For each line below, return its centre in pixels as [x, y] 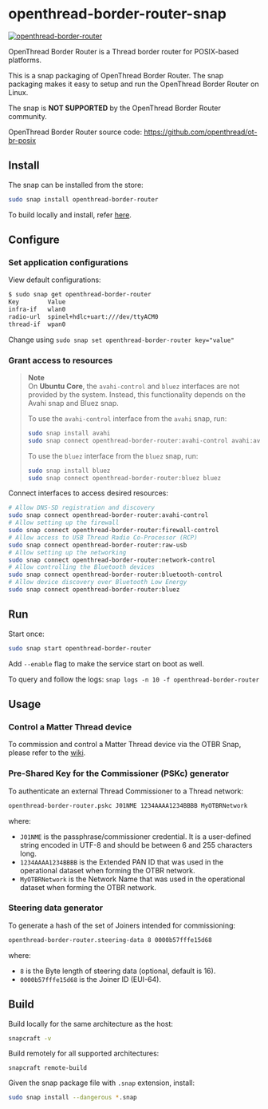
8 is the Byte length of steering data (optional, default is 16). [118, 971]
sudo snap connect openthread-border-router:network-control [112, 560]
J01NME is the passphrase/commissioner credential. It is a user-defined [135, 837]
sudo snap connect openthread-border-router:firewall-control [114, 531]
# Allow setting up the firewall [64, 523]
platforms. [25, 60]
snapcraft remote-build [48, 1068]
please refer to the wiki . [47, 753]
